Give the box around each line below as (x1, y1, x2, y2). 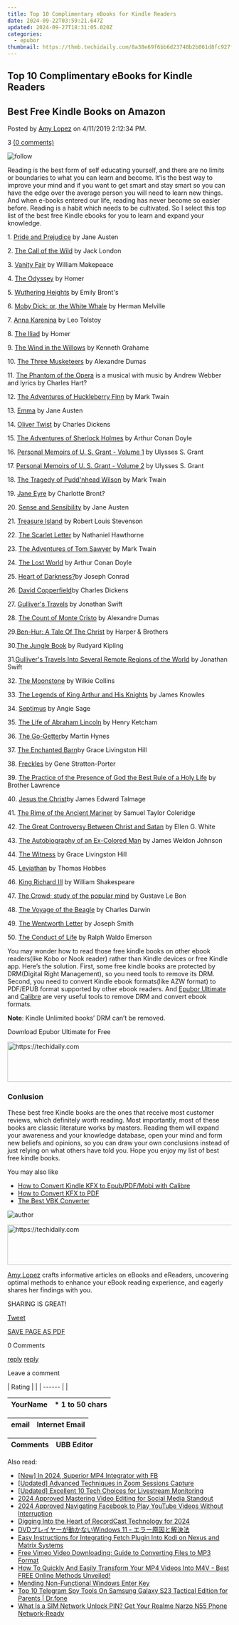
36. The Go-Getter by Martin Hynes (7, 732, 110, 741)
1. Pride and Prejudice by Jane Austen (7, 233, 119, 241)
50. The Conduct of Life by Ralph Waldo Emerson (7, 933, 152, 942)
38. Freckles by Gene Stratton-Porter (7, 759, 116, 768)
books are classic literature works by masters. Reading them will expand (7, 1123, 219, 1132)
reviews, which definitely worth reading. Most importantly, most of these (7, 1115, 220, 1124)
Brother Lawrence (7, 781, 60, 789)
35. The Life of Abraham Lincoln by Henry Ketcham (7, 718, 158, 727)
